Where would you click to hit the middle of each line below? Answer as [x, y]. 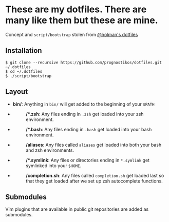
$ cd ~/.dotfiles [24, 71]
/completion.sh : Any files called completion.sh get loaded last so [95, 175]
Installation [24, 51]
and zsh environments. [50, 150]
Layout [17, 92]
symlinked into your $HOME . [53, 166]
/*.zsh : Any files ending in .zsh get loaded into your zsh [85, 114]
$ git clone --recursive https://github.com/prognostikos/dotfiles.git [83, 63]
